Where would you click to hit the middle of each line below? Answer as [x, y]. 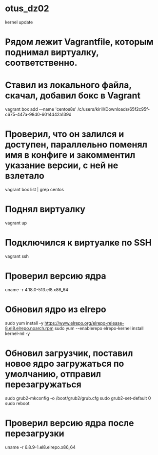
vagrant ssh [17, 256]
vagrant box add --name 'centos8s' [41, 109]
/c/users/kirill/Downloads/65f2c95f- [114, 109]
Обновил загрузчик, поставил [69, 353]
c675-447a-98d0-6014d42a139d [38, 114]
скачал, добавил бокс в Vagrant [73, 96]
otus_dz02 [27, 9]
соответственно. [41, 63]
